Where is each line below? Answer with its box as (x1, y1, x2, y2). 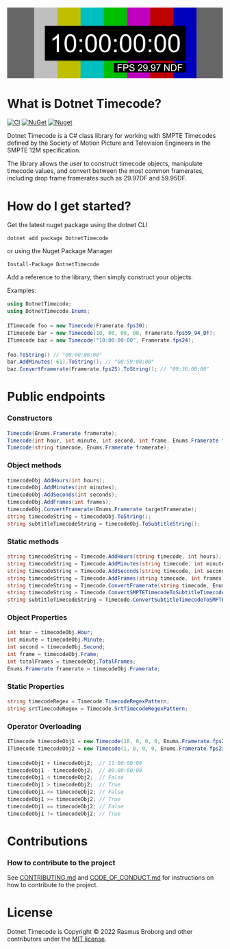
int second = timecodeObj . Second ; (7, 644, 106, 651)
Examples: (7, 286, 36, 295)
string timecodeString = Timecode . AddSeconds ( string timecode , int (7, 567, 204, 574)
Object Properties (7, 613, 67, 622)
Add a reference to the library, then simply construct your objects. (7, 273, 193, 281)
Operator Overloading (7, 721, 82, 731)
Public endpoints (7, 389, 105, 405)
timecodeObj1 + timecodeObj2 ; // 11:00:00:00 (7, 760, 142, 766)
